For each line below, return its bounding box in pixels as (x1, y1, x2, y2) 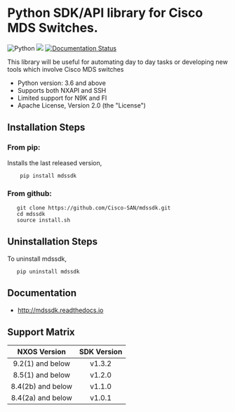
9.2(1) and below (13, 359, 71, 368)
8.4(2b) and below (11, 382, 72, 392)
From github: (7, 188, 53, 198)
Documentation (7, 287, 77, 300)
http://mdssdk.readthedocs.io (17, 306, 104, 314)
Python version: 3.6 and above (17, 79, 107, 87)
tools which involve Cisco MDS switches (7, 65, 124, 73)
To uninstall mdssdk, (7, 255, 67, 263)
